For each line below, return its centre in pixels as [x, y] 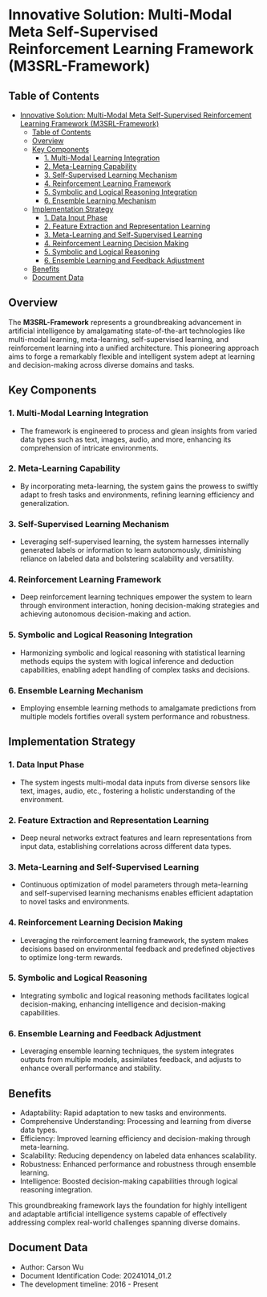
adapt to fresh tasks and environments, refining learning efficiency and [137, 494]
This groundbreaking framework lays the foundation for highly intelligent [128, 1205]
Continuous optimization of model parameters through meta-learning [134, 885]
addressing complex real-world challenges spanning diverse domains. [124, 1222]
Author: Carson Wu [52, 1267]
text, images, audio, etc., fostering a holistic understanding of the [127, 791]
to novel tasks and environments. [75, 902]
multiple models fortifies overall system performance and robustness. [135, 716]
